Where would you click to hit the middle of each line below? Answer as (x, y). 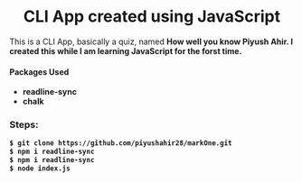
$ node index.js (40, 168)
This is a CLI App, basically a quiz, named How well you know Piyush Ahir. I (151, 41)
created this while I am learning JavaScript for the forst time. (126, 50)
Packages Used (39, 72)
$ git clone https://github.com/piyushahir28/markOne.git (121, 143)
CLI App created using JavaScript (152, 17)
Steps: (24, 125)
